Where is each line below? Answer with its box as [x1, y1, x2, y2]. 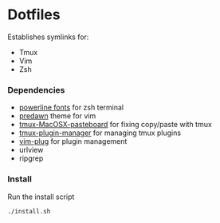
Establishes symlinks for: [7, 32, 89, 42]
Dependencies [7, 84, 65, 95]
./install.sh [7, 207, 51, 215]
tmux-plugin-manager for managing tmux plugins [18, 128, 181, 137]
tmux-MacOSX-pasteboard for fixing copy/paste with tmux [18, 120, 212, 129]
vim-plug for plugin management [18, 137, 128, 146]
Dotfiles [7, 6, 61, 24]
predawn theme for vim [18, 111, 96, 121]
